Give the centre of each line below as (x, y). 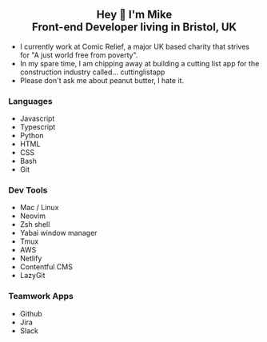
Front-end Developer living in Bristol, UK (134, 28)
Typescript (38, 127)
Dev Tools (28, 190)
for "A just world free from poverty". (79, 55)
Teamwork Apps (41, 296)
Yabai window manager (58, 233)
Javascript (37, 119)
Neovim (33, 216)
